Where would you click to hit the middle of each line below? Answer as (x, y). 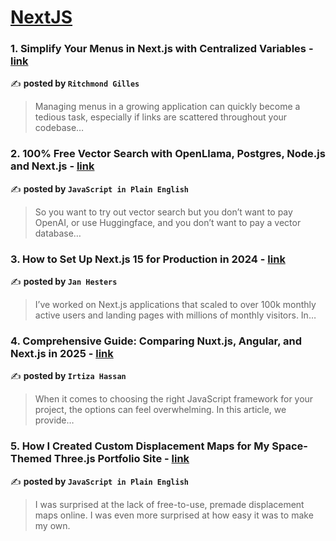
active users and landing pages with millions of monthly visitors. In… (175, 315)
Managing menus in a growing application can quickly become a (167, 107)
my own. (52, 525)
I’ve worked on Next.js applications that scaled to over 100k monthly (175, 305)
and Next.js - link (52, 166)
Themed (31, 459)
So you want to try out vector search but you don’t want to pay (163, 212)
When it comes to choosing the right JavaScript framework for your (174, 399)
